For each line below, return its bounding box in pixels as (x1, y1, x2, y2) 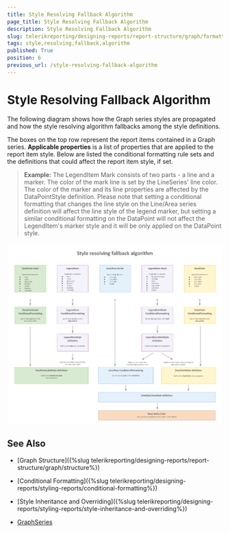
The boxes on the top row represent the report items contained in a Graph (7, 135, 216, 143)
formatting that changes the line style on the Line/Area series (23, 200, 197, 208)
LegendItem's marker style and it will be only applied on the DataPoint (23, 222, 222, 230)
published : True (7, 47, 53, 54)
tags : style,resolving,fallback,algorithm (7, 40, 130, 47)
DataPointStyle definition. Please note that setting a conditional (23, 192, 202, 200)
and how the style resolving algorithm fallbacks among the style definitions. (7, 122, 220, 130)
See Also (7, 438, 46, 449)
